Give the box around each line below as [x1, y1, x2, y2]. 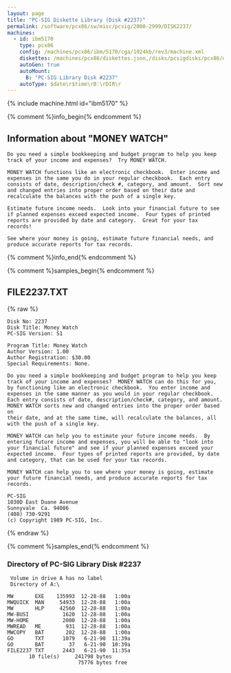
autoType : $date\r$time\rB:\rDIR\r [19, 81, 122, 87]
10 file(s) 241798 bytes [28, 653, 112, 661]
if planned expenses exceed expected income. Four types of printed [7, 211, 211, 218]
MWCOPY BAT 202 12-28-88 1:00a [7, 629, 131, 637]
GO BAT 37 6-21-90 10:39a [7, 641, 131, 648]
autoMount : [19, 67, 51, 74]
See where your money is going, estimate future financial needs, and [7, 235, 214, 242]
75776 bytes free [78, 659, 128, 666]
